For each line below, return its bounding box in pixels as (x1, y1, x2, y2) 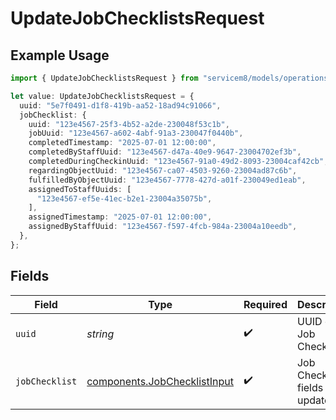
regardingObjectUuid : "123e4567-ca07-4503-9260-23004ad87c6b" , (28, 165, 298, 176)
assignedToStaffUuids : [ (28, 184, 132, 194)
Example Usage (10, 47, 110, 64)
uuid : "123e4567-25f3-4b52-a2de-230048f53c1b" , (28, 119, 230, 129)
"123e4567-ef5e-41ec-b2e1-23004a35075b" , (36, 193, 213, 204)
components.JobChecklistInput (86, 374, 235, 388)
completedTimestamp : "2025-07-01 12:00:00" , (28, 138, 217, 148)
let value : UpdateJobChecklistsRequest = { (10, 91, 195, 101)
